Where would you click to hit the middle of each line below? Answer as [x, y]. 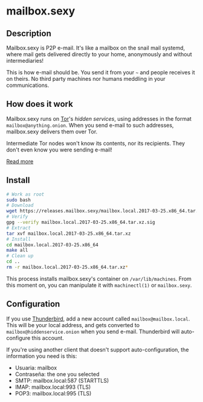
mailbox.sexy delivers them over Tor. [52, 132]
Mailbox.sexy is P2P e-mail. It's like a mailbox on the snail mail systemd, [96, 48]
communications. [28, 85]
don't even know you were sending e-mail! [60, 150]
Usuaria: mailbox [36, 368]
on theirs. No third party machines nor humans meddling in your [86, 79]
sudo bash [19, 200]
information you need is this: [42, 356]
